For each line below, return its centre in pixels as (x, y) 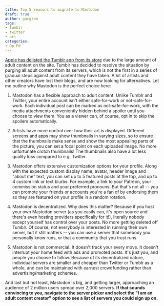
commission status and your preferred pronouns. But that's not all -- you (85, 186)
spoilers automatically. (35, 121)
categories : (17, 41)
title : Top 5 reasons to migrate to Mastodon (52, 10)
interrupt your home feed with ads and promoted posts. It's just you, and (85, 252)
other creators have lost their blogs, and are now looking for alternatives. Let (82, 81)
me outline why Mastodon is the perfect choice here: (58, 85)
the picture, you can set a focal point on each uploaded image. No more (84, 146)
